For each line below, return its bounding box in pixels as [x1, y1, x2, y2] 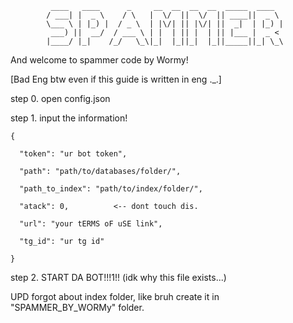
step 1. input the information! [10, 112, 128, 124]
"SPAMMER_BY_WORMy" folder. [10, 302, 145, 313]
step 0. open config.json [10, 93, 111, 104]
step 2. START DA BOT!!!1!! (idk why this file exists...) [10, 272, 227, 283]
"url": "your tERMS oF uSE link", [19, 219, 163, 229]
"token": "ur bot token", [19, 149, 128, 159]
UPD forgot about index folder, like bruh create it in [10, 291, 220, 302]
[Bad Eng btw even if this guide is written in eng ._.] [10, 73, 222, 85]
